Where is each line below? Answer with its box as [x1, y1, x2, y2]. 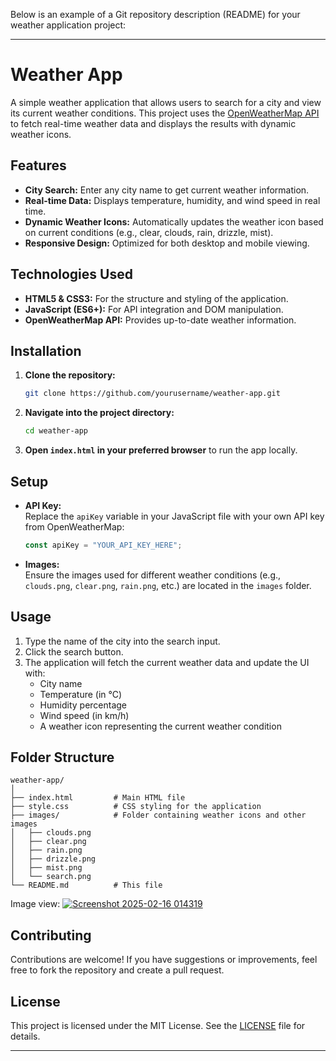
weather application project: [10, 19, 127, 31]
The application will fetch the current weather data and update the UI [24, 656, 310, 668]
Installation [10, 342, 82, 359]
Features [10, 157, 67, 174]
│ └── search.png [10, 872, 92, 882]
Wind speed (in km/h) [39, 709, 130, 721]
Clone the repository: [24, 369, 116, 381]
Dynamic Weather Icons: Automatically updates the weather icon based [24, 215, 324, 228]
